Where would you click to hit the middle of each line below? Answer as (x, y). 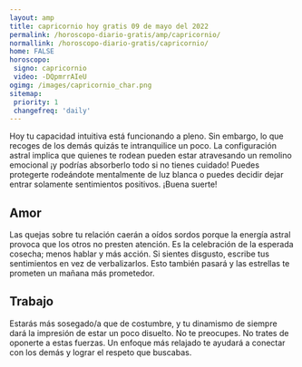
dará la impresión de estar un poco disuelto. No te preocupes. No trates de (149, 333)
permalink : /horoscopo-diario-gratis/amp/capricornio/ (115, 34)
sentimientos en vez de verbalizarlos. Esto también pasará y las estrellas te (150, 264)
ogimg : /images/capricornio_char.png (81, 85)
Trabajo (32, 301)
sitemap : (26, 93)
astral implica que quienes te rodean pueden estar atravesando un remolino (151, 156)
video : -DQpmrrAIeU (50, 77)
